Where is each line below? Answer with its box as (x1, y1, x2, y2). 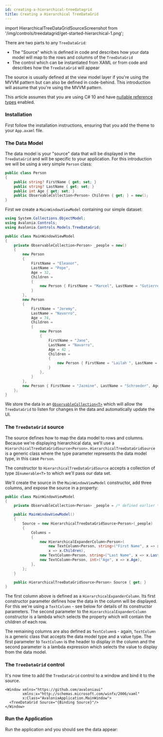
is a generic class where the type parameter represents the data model (5, 450, 147, 456)
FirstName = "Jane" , (48, 338, 90, 343)
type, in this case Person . (5, 455, 55, 461)
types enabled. (5, 99, 35, 105)
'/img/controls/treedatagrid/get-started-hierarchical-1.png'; (5, 30, 124, 36)
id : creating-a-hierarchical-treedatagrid (5, 7, 92, 12)
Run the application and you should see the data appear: (5, 726, 118, 732)
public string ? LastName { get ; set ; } (14, 184, 95, 189)
